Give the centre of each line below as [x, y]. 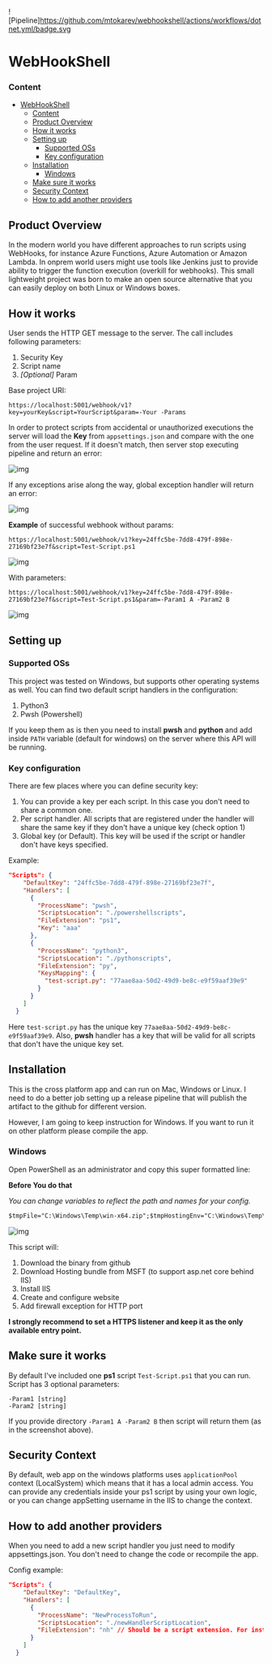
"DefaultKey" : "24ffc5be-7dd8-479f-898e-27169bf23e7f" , [119, 883]
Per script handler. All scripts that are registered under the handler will [137, 819]
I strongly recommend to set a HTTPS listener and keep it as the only [126, 1321]
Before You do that [40, 1185]
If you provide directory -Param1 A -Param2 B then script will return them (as [135, 1421]
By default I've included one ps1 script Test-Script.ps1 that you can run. [130, 1375]
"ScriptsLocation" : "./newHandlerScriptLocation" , [125, 1623]
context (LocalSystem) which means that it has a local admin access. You [131, 1483]
